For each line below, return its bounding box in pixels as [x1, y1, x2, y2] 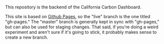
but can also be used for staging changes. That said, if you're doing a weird [5, 24, 159, 30]
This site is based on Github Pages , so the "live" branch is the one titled [5, 14, 151, 19]
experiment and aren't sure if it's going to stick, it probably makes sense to [5, 29, 157, 35]
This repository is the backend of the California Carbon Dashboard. [5, 4, 142, 10]
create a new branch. [5, 34, 48, 40]
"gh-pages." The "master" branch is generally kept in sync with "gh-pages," [5, 19, 160, 24]
